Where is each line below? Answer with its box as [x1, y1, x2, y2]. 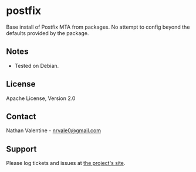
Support [6, 144, 37, 154]
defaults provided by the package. [6, 29, 89, 36]
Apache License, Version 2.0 [6, 95, 76, 102]
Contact [6, 111, 36, 121]
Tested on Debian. [14, 62, 59, 69]
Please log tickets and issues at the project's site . [6, 160, 126, 167]
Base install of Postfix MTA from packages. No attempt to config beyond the [6, 23, 190, 30]
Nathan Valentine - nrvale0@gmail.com [6, 127, 102, 134]
